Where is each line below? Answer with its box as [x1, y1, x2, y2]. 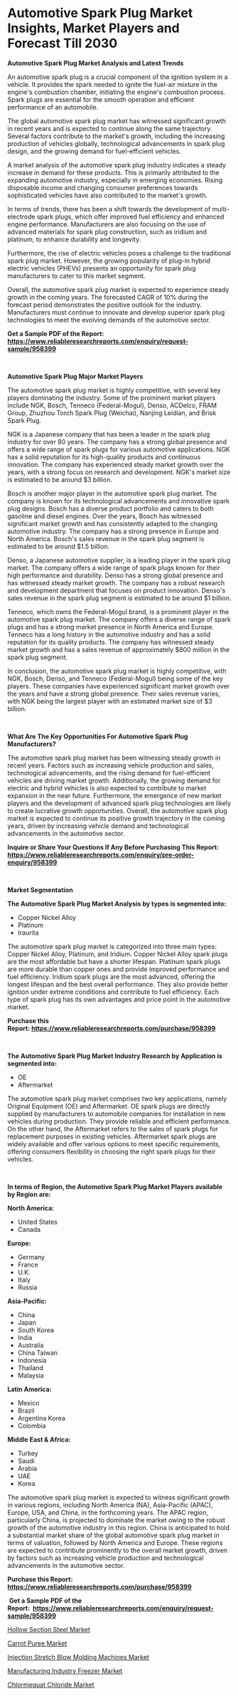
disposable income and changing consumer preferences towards [7, 183, 198, 192]
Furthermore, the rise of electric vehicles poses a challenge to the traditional [7, 248, 231, 257]
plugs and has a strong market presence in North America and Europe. [7, 622, 215, 631]
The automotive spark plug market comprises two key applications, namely [7, 1094, 227, 1103]
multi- [212, 204, 229, 213]
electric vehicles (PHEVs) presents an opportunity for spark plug [7, 263, 196, 272]
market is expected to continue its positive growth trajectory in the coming [7, 814, 225, 822]
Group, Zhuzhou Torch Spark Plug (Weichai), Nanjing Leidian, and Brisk [7, 408, 217, 417]
